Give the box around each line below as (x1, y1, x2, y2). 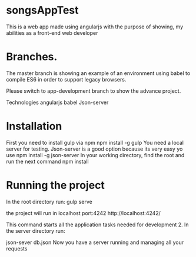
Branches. (6, 50, 58, 64)
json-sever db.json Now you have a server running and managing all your (6, 239, 184, 246)
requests (6, 245, 28, 252)
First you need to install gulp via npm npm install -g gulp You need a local (6, 139, 184, 146)
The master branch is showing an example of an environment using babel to (6, 69, 191, 77)
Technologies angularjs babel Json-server (6, 99, 109, 106)
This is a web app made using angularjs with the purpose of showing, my (6, 23, 184, 30)
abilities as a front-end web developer (6, 29, 98, 36)
